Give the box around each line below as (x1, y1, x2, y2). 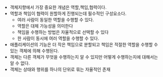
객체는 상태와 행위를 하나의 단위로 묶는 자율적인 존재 (9, 67, 110, 72)
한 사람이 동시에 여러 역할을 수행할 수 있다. (17, 35, 100, 41)
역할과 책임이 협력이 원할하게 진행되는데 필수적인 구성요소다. (9, 10, 127, 16)
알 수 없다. (9, 60, 30, 66)
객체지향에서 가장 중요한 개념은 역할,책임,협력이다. (9, 4, 107, 10)
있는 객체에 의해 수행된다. (9, 48, 59, 54)
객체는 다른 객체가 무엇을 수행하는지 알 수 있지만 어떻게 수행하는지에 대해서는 (9, 54, 159, 60)
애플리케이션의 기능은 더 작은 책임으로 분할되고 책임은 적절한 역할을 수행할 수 (9, 42, 159, 47)
